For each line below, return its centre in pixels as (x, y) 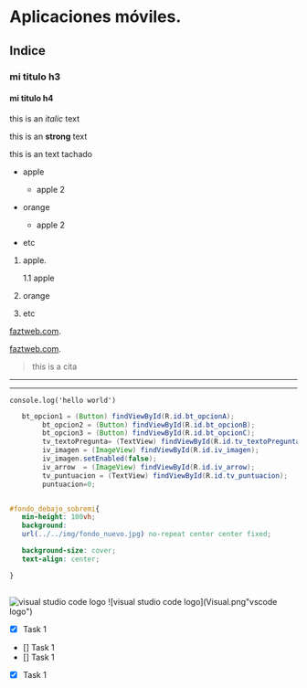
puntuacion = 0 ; (69, 484)
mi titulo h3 (35, 77)
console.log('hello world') (63, 400)
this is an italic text (45, 118)
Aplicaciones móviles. (95, 17)
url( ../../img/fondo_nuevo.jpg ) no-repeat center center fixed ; (147, 535)
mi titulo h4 (32, 99)
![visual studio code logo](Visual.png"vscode (193, 601)
